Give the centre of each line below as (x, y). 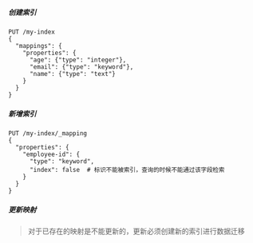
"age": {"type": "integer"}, (78, 60)
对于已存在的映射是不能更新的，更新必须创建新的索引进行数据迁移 (136, 231)
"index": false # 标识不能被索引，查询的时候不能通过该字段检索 (127, 169)
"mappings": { (39, 46)
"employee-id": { (51, 154)
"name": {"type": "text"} (72, 74)
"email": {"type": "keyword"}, (81, 67)
